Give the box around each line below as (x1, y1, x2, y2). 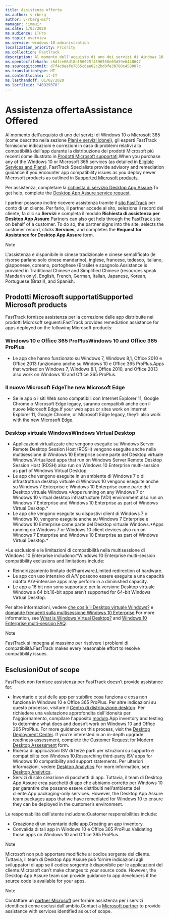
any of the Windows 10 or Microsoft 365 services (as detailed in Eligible (5, 159, 154, 165)
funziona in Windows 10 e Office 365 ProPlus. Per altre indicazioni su (12, 699, 156, 705)
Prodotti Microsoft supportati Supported (5, 292, 133, 301)
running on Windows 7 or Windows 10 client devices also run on (12, 527, 146, 533)
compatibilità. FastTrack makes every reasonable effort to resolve (5, 645, 140, 651)
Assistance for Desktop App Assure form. (5, 232, 94, 238)
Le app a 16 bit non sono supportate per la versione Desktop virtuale (12, 584, 155, 590)
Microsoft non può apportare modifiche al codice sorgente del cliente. (5, 851, 151, 857)
